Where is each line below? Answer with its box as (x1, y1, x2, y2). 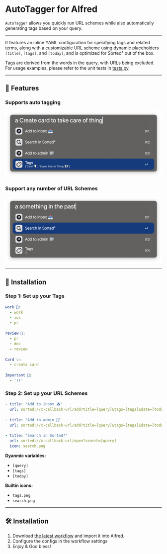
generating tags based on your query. (5, 25, 83, 31)
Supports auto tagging (5, 99, 61, 106)
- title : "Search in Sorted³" (5, 433, 68, 438)
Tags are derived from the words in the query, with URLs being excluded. (5, 60, 155, 66)
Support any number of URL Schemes (5, 185, 98, 192)
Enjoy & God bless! (12, 543, 51, 549)
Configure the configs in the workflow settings (12, 538, 108, 544)
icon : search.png (9, 444, 46, 449)
